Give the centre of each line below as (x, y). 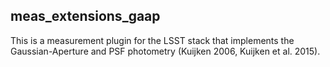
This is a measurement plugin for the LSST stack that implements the (152, 40)
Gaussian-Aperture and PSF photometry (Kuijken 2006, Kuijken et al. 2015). (165, 51)
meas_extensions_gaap (85, 16)
